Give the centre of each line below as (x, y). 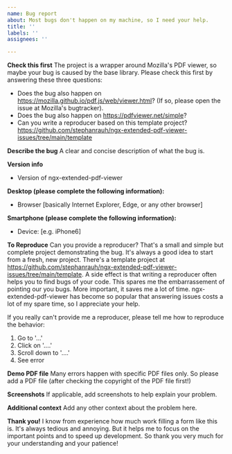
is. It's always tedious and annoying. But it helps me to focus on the (103, 429)
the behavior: (26, 325)
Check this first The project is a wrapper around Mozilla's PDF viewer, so (112, 65)
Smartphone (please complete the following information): (92, 218)
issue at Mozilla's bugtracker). (60, 108)
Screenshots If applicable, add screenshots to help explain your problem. (112, 394)
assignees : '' (28, 40)
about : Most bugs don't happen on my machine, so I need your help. (108, 20)
